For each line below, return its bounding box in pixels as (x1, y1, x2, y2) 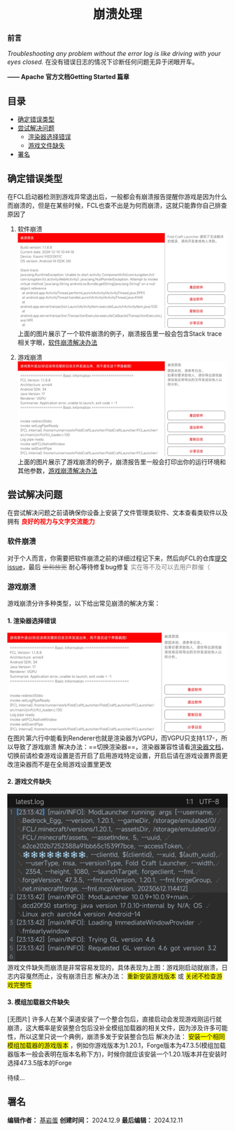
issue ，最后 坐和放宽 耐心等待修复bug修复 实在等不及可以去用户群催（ (7, 562, 211, 571)
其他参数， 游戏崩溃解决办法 (17, 466, 98, 475)
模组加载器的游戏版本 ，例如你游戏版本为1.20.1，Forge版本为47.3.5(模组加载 (7, 1041, 226, 1049)
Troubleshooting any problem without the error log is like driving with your (7, 50, 221, 58)
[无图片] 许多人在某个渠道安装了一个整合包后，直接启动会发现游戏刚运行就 (7, 1015, 222, 1023)
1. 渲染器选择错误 (7, 616, 57, 625)
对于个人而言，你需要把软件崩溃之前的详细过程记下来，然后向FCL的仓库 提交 (7, 554, 227, 562)
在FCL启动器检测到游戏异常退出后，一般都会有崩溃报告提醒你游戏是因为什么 (7, 193, 227, 201)
